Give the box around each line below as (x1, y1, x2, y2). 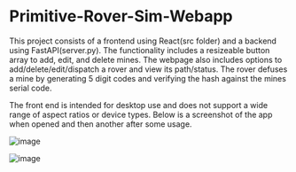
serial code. (9, 82, 52, 93)
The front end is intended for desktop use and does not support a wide (9, 99, 269, 110)
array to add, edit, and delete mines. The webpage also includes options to (9, 54, 283, 65)
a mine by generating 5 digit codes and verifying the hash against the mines (9, 73, 286, 83)
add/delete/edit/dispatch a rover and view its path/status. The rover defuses (9, 64, 288, 74)
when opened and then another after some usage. (9, 118, 192, 129)
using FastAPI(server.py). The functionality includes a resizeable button (9, 44, 270, 55)
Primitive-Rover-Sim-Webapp (9, 6, 233, 27)
